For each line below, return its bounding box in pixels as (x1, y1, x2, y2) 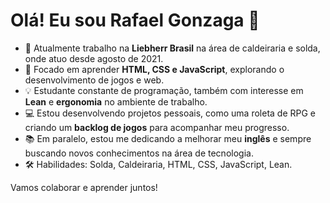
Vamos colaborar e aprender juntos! (10, 181, 158, 193)
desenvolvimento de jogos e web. (24, 74, 165, 86)
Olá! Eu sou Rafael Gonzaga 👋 (10, 9, 260, 32)
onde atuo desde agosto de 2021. (24, 52, 164, 64)
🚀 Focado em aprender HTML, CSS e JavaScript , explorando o (24, 63, 285, 75)
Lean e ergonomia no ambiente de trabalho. (24, 95, 208, 108)
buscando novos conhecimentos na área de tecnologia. (24, 147, 254, 159)
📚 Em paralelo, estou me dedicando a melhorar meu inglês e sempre (24, 132, 312, 144)
